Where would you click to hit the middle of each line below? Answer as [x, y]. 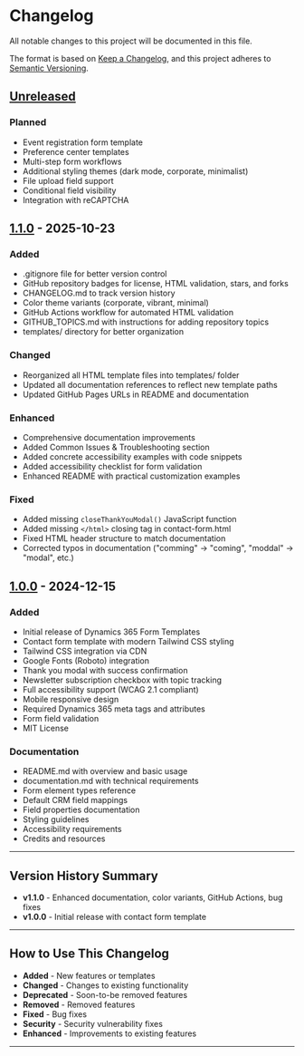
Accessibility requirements [72, 829]
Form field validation [61, 718]
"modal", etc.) [48, 557]
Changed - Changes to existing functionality [105, 985]
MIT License [46, 728]
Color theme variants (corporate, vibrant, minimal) [116, 303]
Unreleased [43, 97]
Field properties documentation [81, 810]
